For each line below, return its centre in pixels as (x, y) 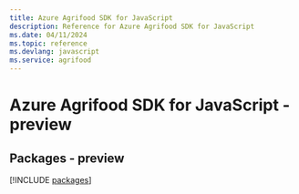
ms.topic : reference (49, 43)
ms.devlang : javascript (55, 52)
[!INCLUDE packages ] (51, 180)
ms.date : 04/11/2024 (49, 35)
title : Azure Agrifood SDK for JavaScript (91, 18)
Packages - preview (67, 158)
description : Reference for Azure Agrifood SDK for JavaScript (132, 26)
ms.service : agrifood (51, 60)
